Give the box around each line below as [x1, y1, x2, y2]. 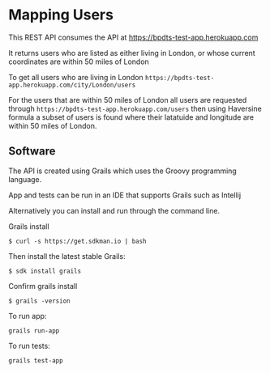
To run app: [8, 311, 47, 320]
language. [8, 174, 42, 184]
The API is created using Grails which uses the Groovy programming [8, 166, 237, 176]
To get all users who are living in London [8, 72, 144, 82]
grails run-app [8, 326, 60, 335]
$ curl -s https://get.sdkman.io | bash [8, 237, 148, 245]
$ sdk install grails [8, 267, 82, 275]
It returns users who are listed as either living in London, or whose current [8, 48, 255, 57]
